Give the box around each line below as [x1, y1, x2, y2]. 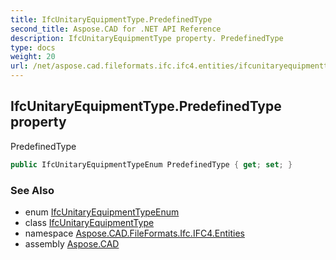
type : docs [10, 42, 56, 53]
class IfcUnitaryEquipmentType [24, 216, 155, 228]
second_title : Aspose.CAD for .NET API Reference [10, 24, 222, 34]
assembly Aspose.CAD [24, 237, 120, 250]
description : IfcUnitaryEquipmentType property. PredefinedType [10, 33, 284, 43]
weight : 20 [10, 52, 56, 62]
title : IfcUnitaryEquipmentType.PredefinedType [10, 14, 213, 25]
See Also [10, 183, 55, 197]
